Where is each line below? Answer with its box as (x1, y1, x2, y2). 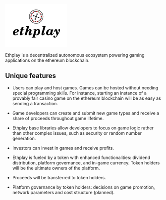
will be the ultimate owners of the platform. (12, 165, 100, 171)
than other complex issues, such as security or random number (12, 130, 142, 136)
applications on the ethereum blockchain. (5, 57, 90, 63)
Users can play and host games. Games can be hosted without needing (12, 84, 159, 90)
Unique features (5, 72, 56, 80)
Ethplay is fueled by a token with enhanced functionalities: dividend (12, 155, 150, 160)
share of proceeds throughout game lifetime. (12, 115, 104, 121)
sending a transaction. (12, 100, 58, 106)
